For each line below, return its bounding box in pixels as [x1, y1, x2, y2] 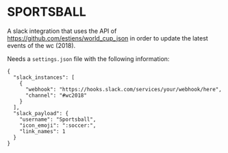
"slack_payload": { [13, 110, 69, 117]
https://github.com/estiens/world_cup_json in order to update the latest [7, 34, 209, 42]
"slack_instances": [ [13, 73, 75, 81]
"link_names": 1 [19, 128, 66, 134]
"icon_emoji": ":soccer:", [19, 121, 97, 129]
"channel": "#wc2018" [25, 92, 88, 99]
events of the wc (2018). [7, 41, 76, 49]
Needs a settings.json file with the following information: [7, 54, 170, 62]
